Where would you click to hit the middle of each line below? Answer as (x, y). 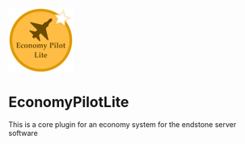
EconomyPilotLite (69, 103)
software (23, 133)
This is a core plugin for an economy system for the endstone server (122, 124)
